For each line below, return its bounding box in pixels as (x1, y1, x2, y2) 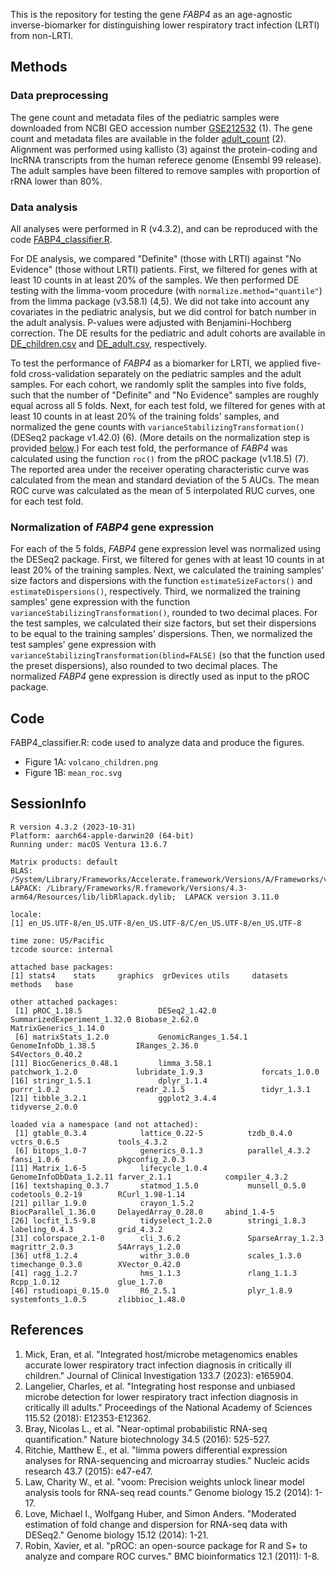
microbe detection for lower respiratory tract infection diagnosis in (24, 1390, 299, 1403)
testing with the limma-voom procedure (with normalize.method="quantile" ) (10, 284, 323, 296)
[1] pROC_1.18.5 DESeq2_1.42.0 (14, 1005, 217, 1016)
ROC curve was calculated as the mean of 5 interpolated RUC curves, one (10, 484, 315, 496)
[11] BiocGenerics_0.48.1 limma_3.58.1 (10, 1058, 213, 1068)
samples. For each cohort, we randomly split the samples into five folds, (10, 378, 307, 390)
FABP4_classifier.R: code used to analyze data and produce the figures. (10, 737, 305, 749)
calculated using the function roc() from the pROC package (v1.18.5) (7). (10, 452, 309, 464)
